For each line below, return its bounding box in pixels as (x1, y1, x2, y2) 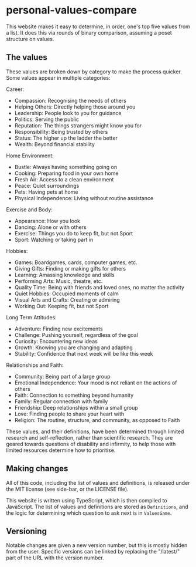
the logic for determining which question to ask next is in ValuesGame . (6, 509, 172, 517)
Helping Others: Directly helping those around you (14, 103, 136, 110)
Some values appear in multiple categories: (6, 74, 111, 81)
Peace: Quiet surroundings (14, 182, 80, 189)
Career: (6, 86, 25, 93)
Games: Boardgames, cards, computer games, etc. (14, 259, 137, 266)
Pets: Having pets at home (14, 188, 78, 195)
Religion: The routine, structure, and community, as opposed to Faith (14, 416, 180, 423)
